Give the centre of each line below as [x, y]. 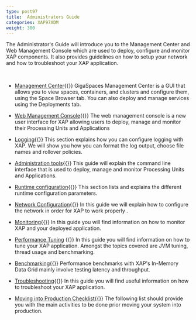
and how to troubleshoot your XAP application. [62, 63]
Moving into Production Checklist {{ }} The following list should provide [99, 298]
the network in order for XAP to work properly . [71, 211]
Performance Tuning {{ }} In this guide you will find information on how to [102, 240]
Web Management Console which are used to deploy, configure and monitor [98, 51]
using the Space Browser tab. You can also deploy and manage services [102, 98]
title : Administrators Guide [43, 17]
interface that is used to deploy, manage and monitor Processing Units [99, 170]
